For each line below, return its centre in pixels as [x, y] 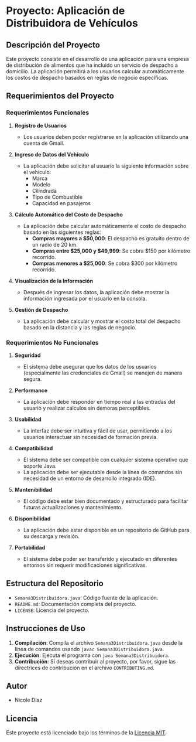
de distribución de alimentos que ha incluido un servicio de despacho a [92, 65]
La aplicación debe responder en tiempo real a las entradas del [99, 401]
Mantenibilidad [33, 489]
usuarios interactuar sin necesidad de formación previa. [90, 437]
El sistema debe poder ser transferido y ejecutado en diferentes [100, 559]
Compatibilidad [34, 448]
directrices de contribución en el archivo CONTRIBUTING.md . [85, 668]
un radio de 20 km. [55, 244]
